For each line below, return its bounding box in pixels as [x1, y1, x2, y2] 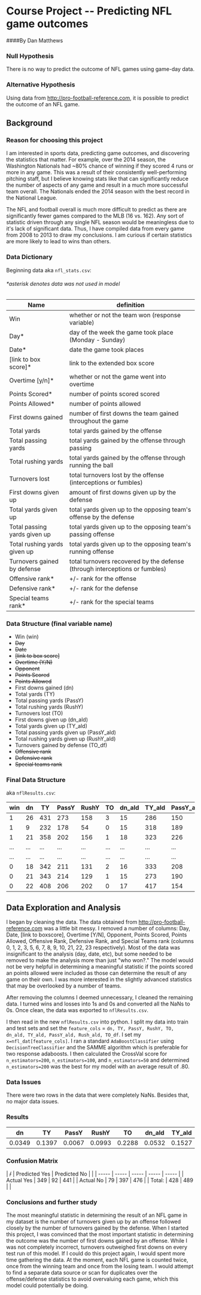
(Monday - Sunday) [69, 335, 126, 344]
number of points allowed [69, 399, 141, 408]
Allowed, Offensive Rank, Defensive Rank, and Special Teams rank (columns [6, 938, 194, 945]
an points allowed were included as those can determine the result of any [6, 969, 187, 977]
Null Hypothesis [6, 52, 54, 60]
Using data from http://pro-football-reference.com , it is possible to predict [6, 94, 189, 102]
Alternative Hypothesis [6, 80, 75, 89]
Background [6, 118, 53, 128]
